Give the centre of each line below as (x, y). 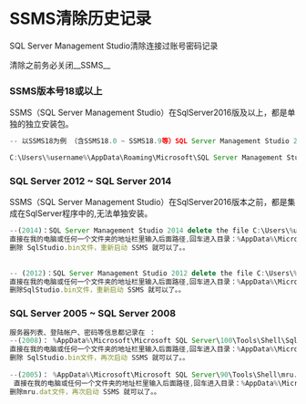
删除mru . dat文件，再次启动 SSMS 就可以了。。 (85, 392)
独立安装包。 (49, 124)
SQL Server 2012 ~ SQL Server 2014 (91, 181)
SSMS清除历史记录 (81, 19)
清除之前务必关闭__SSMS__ (60, 65)
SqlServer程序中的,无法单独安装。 (89, 213)
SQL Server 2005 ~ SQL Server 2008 (92, 314)
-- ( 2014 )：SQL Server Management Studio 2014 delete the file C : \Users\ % (152, 231)
